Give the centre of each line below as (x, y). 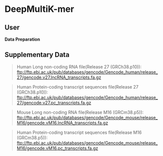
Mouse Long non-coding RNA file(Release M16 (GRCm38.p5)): (80, 112)
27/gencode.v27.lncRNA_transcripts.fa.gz (59, 77)
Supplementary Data (37, 55)
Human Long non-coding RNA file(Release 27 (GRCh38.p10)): (79, 67)
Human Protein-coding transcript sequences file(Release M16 (79, 132)
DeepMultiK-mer (39, 9)
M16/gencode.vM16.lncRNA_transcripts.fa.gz (62, 123)
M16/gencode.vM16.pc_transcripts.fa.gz (57, 148)
